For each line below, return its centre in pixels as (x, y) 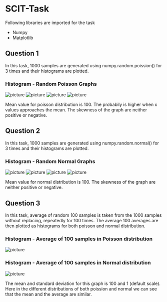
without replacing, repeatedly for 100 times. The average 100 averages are (82, 220)
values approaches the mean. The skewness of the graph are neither (76, 110)
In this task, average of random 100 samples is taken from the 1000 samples (83, 215)
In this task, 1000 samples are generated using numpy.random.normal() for (82, 143)
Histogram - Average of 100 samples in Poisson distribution (79, 239)
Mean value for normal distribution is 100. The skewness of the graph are (80, 182)
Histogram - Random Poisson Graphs (51, 84)
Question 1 (22, 53)
